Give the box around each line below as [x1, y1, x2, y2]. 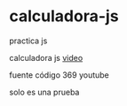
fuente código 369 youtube [9, 69, 109, 80]
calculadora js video [9, 52, 83, 63]
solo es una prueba [9, 87, 80, 97]
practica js [9, 35, 48, 46]
